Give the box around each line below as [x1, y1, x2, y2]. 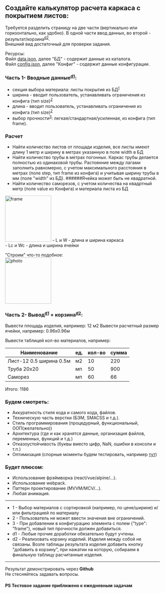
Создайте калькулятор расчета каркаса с [5, 4, 141, 12]
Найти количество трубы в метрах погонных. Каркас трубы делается [12, 155, 159, 161]
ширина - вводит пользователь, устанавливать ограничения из [12, 92, 146, 98]
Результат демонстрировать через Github [5, 566, 94, 572]
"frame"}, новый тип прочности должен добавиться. [12, 526, 122, 531]
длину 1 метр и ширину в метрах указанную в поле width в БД [12, 149, 144, 155]
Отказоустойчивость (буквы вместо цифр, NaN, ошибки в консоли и [12, 441, 156, 447]
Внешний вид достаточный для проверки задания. [5, 41, 111, 47]
